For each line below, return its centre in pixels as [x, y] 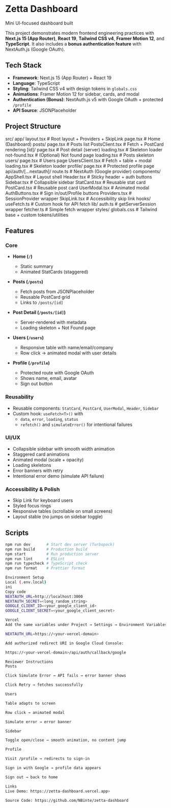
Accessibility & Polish [33, 489]
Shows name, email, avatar [49, 378]
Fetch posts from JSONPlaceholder [57, 291]
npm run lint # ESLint [35, 559]
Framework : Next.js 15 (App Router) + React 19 [62, 78]
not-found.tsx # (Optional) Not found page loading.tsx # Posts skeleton [80, 155]
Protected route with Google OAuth [57, 373]
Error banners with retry [38, 470]
